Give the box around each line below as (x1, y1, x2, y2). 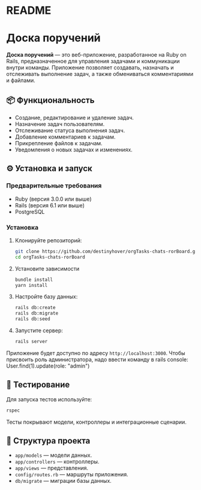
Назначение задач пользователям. (14, 120, 105, 127)
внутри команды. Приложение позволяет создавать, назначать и (6, 64, 174, 71)
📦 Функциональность (6, 95, 95, 105)
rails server (14, 339, 48, 345)
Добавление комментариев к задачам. (14, 133, 116, 140)
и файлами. (6, 77, 36, 84)
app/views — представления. (14, 465, 89, 472)
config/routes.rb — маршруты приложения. (14, 471, 128, 478)
